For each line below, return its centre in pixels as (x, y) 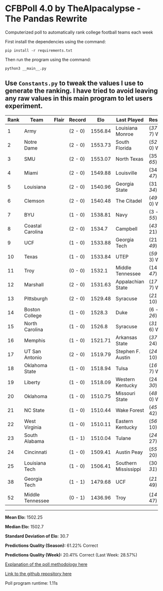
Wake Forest (130, 410)
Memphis (35, 340)
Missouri (126, 393)
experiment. (24, 106)
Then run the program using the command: (48, 59)
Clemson (34, 201)
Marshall (34, 285)
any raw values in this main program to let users (79, 98)
